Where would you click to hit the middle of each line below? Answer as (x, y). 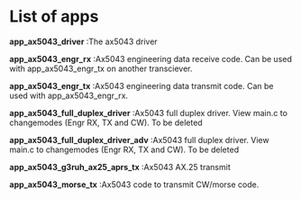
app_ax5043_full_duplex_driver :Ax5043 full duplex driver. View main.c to (149, 113)
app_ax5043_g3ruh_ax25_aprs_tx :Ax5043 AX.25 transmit (120, 167)
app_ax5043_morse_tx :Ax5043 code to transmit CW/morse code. (134, 184)
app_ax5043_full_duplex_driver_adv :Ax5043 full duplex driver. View (139, 140)
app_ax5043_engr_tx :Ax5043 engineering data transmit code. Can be (141, 86)
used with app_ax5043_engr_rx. (69, 95)
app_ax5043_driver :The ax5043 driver (83, 41)
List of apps (54, 17)
